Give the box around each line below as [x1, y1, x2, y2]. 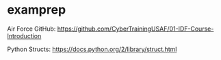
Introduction [7, 31, 42, 40]
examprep [7, 2, 66, 18]
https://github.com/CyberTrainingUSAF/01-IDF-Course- [57, 25, 214, 33]
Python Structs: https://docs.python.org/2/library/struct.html [7, 45, 177, 53]
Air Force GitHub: [7, 25, 56, 33]
